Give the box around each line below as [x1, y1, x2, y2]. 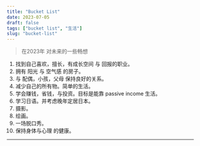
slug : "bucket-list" [7, 31, 58, 37]
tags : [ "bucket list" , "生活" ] [7, 25, 82, 31]
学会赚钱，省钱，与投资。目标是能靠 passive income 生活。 [15, 90, 161, 97]
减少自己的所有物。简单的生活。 [15, 82, 94, 90]
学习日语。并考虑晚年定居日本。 [15, 97, 94, 104]
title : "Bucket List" [7, 8, 61, 15]
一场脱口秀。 [15, 120, 47, 127]
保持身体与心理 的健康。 [15, 127, 75, 134]
